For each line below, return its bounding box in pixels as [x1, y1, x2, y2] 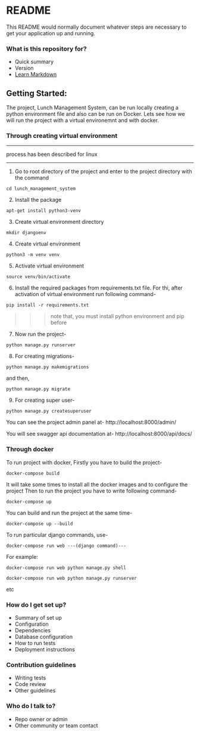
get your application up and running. [6, 29, 95, 36]
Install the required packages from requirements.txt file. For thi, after [14, 284, 183, 291]
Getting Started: [6, 88, 67, 99]
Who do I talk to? [6, 702, 56, 711]
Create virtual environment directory [14, 219, 104, 226]
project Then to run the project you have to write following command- [6, 487, 177, 494]
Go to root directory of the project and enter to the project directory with [14, 168, 192, 175]
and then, [6, 374, 30, 382]
